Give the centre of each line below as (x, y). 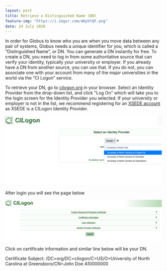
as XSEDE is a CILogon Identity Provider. (47, 109)
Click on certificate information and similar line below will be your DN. (76, 249)
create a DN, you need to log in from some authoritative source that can (79, 57)
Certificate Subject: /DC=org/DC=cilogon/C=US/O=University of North (78, 258)
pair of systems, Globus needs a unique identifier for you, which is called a (82, 46)
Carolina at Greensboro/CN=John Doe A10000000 (57, 264)
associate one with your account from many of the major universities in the (82, 73)
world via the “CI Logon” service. (39, 78)
